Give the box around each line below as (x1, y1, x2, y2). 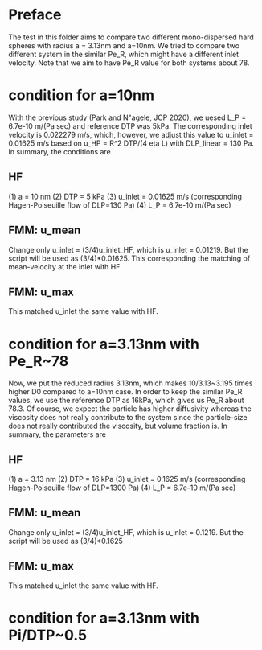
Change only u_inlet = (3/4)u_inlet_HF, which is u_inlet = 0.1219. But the (8, 527, 244, 537)
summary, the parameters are (8, 430, 107, 439)
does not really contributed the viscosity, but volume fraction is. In (8, 421, 227, 431)
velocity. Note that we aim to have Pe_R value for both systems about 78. (8, 58, 250, 68)
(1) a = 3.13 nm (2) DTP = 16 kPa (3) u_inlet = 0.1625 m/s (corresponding (8, 475, 246, 484)
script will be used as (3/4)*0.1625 (8, 536, 123, 545)
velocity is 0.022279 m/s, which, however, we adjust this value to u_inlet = (8, 130, 254, 139)
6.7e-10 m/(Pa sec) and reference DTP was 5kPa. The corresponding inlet (8, 121, 253, 130)
